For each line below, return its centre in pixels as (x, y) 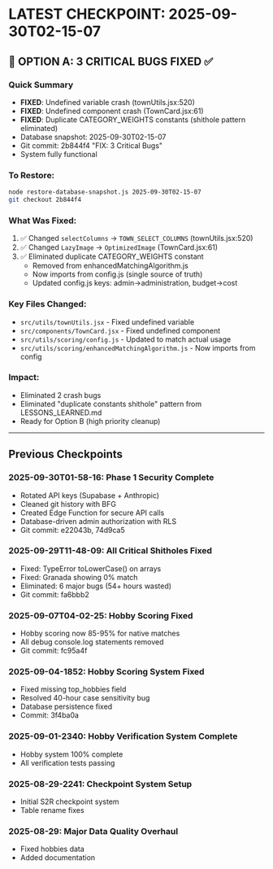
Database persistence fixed (66, 707)
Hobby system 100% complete (71, 754)
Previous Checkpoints (66, 454)
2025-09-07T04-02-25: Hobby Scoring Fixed (101, 615)
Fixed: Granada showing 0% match (79, 577)
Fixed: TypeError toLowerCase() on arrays (91, 568)
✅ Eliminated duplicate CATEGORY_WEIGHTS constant (112, 256)
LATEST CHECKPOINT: (87, 14)
